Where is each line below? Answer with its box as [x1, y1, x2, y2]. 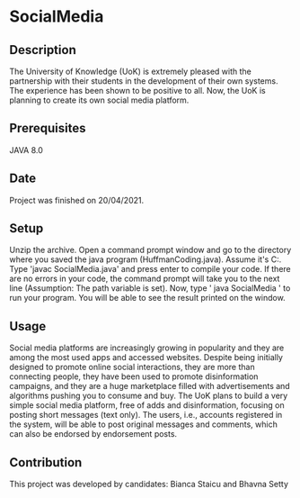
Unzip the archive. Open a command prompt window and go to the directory [9, 245, 292, 256]
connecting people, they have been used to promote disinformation [9, 371, 259, 382]
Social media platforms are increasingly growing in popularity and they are [9, 342, 285, 353]
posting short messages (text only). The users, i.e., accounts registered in [9, 410, 283, 421]
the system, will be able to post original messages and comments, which [9, 419, 278, 430]
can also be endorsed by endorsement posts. [9, 429, 178, 439]
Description [9, 42, 76, 58]
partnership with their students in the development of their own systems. [9, 76, 278, 86]
